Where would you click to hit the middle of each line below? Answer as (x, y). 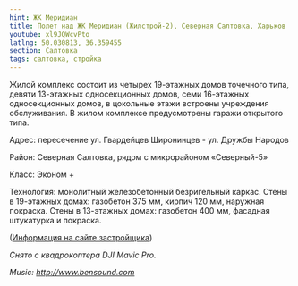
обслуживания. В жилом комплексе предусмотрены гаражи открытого (146, 113)
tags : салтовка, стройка (55, 59)
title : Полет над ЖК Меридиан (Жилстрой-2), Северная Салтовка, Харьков (148, 26)
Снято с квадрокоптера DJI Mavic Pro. (83, 255)
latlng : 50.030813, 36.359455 (66, 42)
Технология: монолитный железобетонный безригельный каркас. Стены (149, 192)
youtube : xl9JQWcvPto (50, 34)
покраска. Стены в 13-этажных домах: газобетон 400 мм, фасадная (140, 210)
